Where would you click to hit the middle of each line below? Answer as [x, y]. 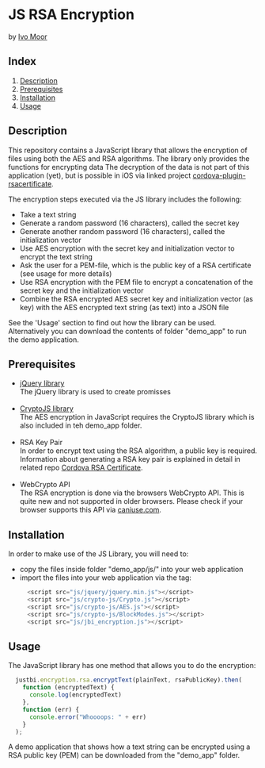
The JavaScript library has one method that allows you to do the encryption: [132, 666]
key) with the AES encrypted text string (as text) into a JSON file [124, 307]
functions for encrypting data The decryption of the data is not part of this [129, 167]
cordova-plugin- [220, 175]
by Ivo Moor [28, 36]
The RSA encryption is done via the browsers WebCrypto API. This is [132, 493]
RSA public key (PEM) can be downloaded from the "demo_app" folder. [124, 755]
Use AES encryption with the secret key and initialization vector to [127, 248]
